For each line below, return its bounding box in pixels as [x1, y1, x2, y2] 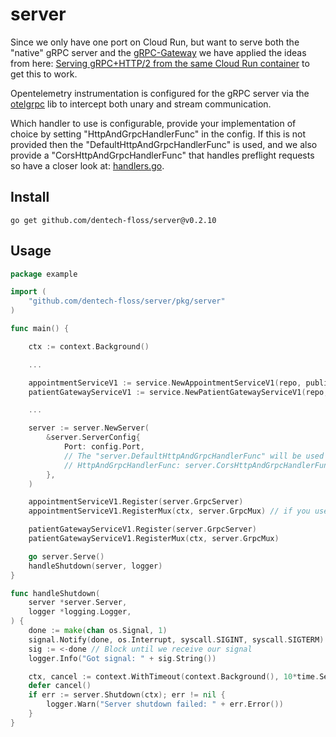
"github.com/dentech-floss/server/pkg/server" [28, 296, 226, 307]
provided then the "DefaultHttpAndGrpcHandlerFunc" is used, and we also [10, 138, 318, 150]
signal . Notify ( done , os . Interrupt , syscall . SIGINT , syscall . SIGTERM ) [28, 634, 325, 645]
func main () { [10, 324, 70, 334]
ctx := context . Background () [28, 341, 150, 352]
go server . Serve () [28, 551, 105, 562]
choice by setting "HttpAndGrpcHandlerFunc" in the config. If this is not [10, 128, 307, 140]
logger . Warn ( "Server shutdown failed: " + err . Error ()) [46, 699, 284, 710]
